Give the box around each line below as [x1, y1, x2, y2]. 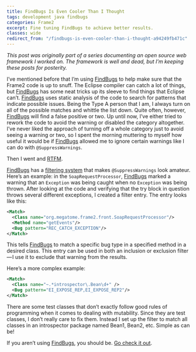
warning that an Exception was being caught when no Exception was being [6, 179, 187, 186]
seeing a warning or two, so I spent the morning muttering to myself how [6, 132, 182, 138]
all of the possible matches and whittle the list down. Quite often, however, [6, 106, 186, 113]
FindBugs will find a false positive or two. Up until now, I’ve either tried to [6, 113, 183, 120]
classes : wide [6, 30, 42, 36]
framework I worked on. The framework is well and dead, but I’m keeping [6, 58, 184, 65]
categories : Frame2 [6, 19, 54, 25]
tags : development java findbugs [6, 14, 88, 20]
